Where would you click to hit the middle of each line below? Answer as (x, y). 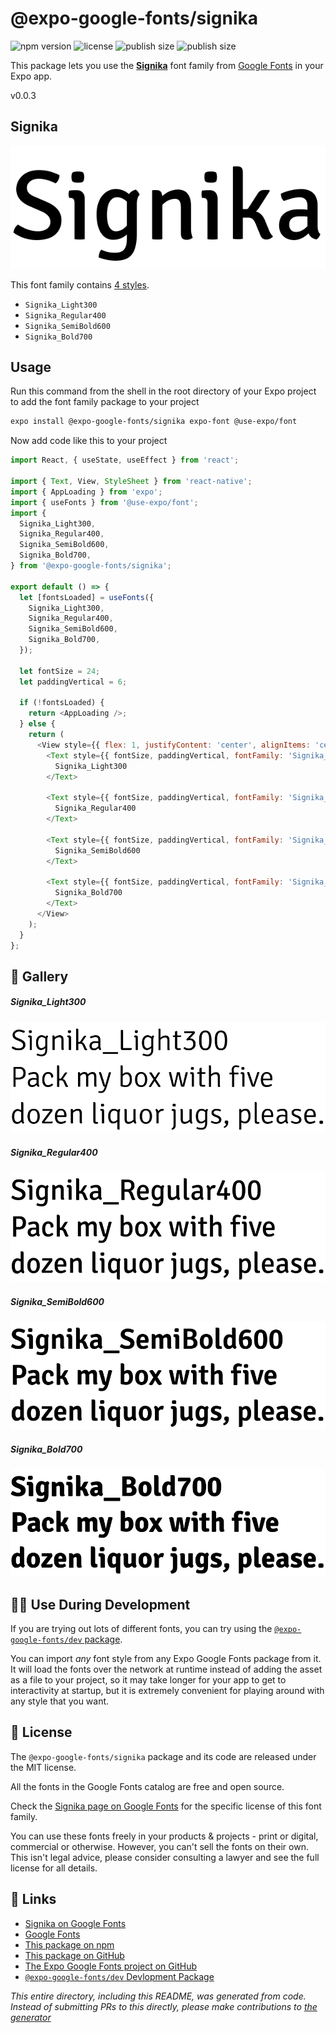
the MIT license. (43, 1767)
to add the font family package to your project (105, 402)
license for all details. (54, 1868)
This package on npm (69, 1944)
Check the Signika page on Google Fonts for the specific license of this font (166, 1806)
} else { (37, 724)
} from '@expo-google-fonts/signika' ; (91, 566)
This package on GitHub (74, 1955)
